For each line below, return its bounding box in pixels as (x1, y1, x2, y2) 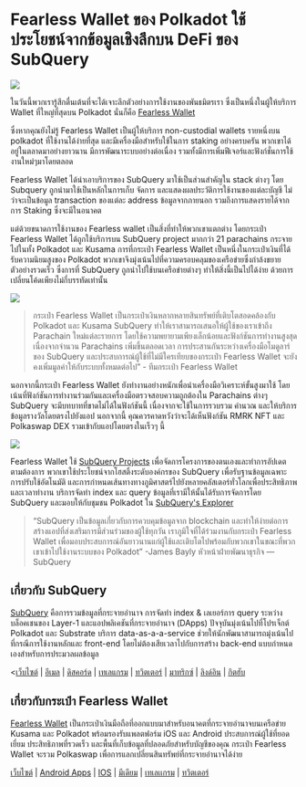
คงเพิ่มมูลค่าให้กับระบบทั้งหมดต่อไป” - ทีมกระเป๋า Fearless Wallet (32, 361, 238, 372)
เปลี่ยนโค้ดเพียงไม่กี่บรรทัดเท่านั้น (10, 274, 108, 285)
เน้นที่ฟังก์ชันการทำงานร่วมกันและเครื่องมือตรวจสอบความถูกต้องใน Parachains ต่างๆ (10, 389, 268, 401)
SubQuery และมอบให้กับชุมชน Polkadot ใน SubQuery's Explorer (10, 497, 234, 508)
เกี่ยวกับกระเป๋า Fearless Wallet (10, 694, 168, 709)
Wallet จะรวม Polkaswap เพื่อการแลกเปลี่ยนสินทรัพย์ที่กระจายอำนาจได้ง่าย (10, 749, 243, 760)
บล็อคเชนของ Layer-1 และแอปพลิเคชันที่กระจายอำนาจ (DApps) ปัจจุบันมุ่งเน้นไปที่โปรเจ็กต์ (10, 617, 290, 628)
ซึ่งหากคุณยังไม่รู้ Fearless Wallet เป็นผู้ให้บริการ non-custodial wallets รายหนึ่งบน (10, 124, 280, 136)
